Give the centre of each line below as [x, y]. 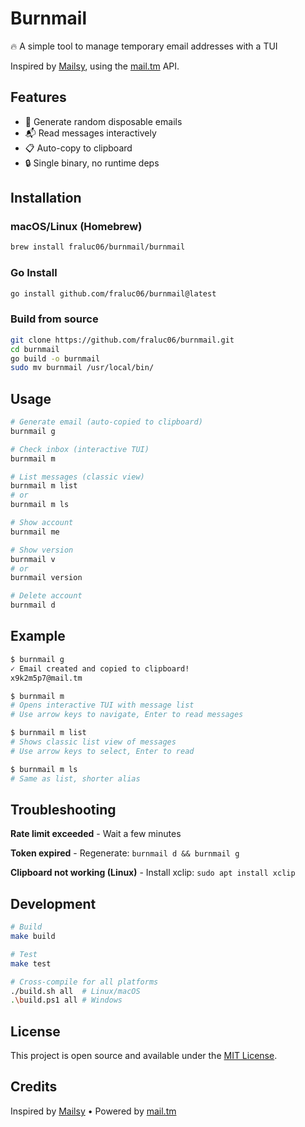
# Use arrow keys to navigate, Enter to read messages [127, 715]
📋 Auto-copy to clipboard [78, 148]
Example [38, 636]
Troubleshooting [63, 809]
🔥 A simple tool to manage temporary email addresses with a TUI [144, 46]
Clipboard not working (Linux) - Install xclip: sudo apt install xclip [153, 873]
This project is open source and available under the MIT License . [144, 1056]
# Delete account [46, 596]
